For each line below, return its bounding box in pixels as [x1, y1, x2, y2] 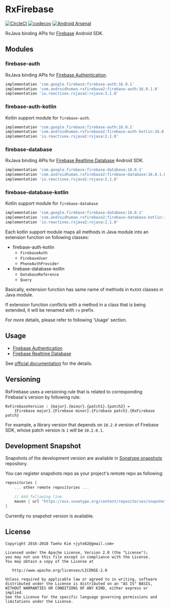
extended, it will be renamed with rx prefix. [5, 307, 95, 313]
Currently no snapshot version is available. [5, 512, 94, 519]
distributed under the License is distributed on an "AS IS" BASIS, [5, 581, 153, 586]
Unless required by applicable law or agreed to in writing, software [5, 576, 157, 582]
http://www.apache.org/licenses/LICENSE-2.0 [12, 568, 108, 573]
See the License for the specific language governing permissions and [5, 594, 157, 599]
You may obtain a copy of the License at [5, 559, 94, 564]
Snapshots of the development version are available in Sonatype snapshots [5, 455, 162, 461]
